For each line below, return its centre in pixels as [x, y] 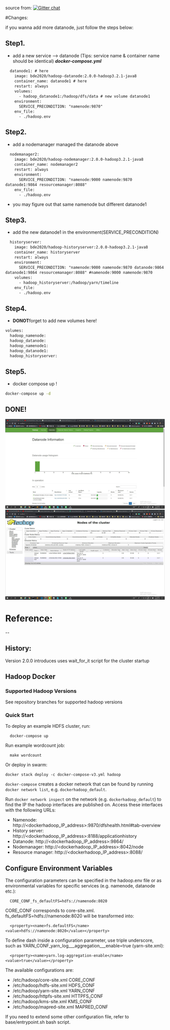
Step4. [16, 309]
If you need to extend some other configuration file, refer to [67, 1017]
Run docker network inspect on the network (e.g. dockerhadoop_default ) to [83, 799]
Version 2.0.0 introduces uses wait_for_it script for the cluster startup [77, 661]
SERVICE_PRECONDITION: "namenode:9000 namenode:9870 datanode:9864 [91, 268]
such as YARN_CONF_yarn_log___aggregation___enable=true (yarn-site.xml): [85, 946]
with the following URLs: [31, 810]
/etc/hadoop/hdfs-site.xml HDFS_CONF [54, 985]
